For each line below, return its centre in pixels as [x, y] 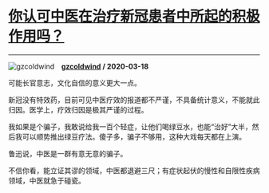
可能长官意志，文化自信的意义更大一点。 [75, 83]
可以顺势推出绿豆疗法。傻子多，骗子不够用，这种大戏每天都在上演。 [134, 136]
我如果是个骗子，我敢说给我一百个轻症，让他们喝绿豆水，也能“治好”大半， [131, 126]
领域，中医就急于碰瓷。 [47, 180]
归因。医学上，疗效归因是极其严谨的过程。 [78, 109]
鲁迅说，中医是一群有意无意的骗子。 [68, 153]
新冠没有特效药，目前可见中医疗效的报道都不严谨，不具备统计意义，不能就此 [134, 100]
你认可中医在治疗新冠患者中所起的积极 [134, 16]
